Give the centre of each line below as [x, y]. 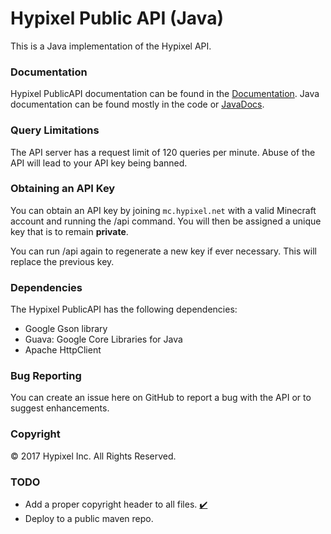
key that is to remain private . [69, 231]
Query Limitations [55, 130]
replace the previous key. [62, 261]
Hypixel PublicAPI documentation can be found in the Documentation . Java [165, 94]
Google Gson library [66, 329]
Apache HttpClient [63, 350]
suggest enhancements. [60, 408]
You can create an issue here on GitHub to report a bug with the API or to [161, 398]
